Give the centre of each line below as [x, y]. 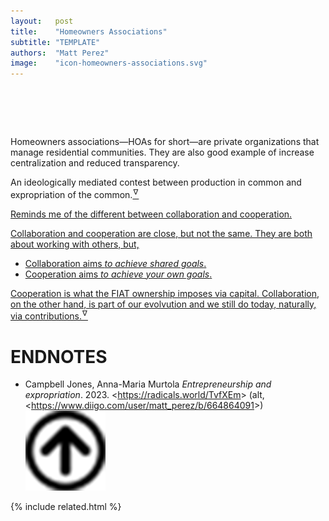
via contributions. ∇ [49, 315]
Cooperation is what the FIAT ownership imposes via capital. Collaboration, [165, 293]
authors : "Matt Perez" [60, 53]
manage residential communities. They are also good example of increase [162, 152]
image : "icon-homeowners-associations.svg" [109, 63]
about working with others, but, [75, 244]
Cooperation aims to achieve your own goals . [118, 274]
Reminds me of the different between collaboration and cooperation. [151, 214]
